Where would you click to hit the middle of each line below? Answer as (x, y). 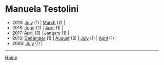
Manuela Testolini (42, 9)
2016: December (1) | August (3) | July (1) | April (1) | (64, 38)
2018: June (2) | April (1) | (38, 27)
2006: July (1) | (27, 43)
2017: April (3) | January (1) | (41, 33)
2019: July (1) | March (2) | (39, 22)
